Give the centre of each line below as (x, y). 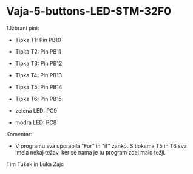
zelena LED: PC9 (36, 110)
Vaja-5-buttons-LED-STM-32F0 (89, 11)
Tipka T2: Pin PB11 (38, 51)
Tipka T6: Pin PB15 (39, 99)
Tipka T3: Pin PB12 (39, 63)
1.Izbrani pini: (23, 28)
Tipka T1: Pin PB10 (38, 40)
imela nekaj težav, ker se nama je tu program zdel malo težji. (90, 152)
